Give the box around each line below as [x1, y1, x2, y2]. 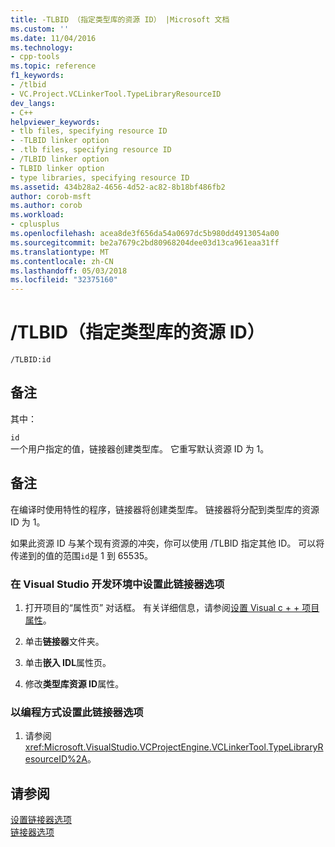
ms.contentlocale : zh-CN [10, 256, 114, 266]
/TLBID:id [10, 355, 52, 365]
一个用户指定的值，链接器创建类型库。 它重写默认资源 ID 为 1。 [10, 442, 270, 455]
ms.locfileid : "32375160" [10, 275, 118, 285]
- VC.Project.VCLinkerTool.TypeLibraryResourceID [10, 89, 222, 99]
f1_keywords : [10, 71, 65, 81]
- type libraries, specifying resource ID [10, 172, 190, 183]
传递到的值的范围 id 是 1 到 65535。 [10, 549, 154, 561]
